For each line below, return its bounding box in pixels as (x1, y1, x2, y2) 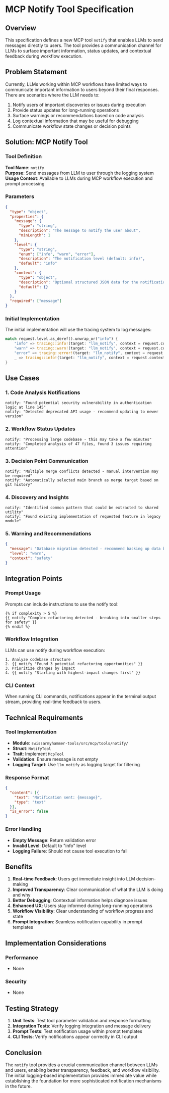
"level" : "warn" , (10, 551, 46, 556)
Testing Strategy (5, 1004, 59, 1013)
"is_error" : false (10, 809, 49, 814)
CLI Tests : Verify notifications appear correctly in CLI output (12, 1034, 138, 1040)
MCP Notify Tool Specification (5, 4, 134, 15)
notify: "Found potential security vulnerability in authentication (5, 401, 152, 406)
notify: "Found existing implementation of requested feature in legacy (5, 514, 161, 519)
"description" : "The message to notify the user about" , (18, 228, 141, 233)
